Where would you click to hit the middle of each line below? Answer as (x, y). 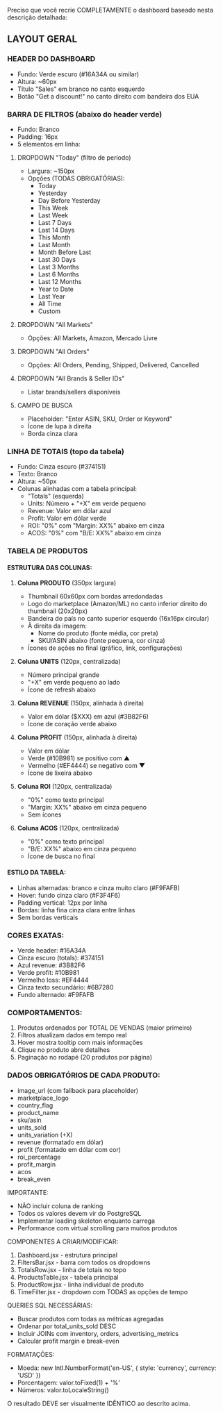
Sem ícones (44, 814)
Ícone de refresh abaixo (61, 689)
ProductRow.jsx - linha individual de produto (81, 1285)
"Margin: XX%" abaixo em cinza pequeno (87, 808)
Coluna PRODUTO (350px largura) (67, 583)
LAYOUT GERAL (42, 39)
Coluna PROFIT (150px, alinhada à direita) (77, 737)
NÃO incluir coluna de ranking (60, 1206)
